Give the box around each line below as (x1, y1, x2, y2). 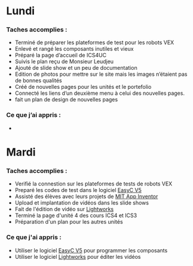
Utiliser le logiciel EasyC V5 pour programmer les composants (14, 246, 168, 254)
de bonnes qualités (14, 77, 62, 84)
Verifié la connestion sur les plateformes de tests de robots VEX (14, 180, 173, 187)
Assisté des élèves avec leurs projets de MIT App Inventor (14, 193, 158, 200)
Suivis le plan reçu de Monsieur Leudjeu (14, 58, 114, 65)
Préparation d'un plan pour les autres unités (14, 218, 124, 225)
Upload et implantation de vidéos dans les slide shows (14, 199, 149, 206)
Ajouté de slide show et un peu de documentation (14, 64, 137, 72)
